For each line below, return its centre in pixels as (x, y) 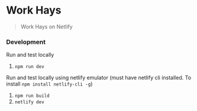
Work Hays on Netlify (46, 27)
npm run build (32, 96)
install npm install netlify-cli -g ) (49, 84)
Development (26, 42)
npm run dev (29, 67)
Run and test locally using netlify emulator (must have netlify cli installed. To (98, 78)
